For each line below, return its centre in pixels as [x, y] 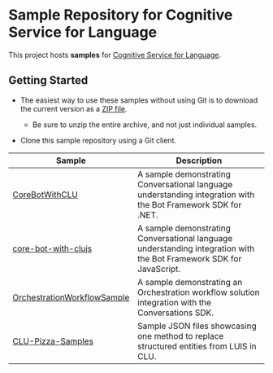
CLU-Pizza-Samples [53, 341]
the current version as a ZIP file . [74, 108]
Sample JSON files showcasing [197, 326]
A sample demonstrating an [190, 282]
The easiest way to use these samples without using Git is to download [139, 100]
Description [199, 160]
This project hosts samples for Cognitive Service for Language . [115, 55]
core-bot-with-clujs [52, 248]
